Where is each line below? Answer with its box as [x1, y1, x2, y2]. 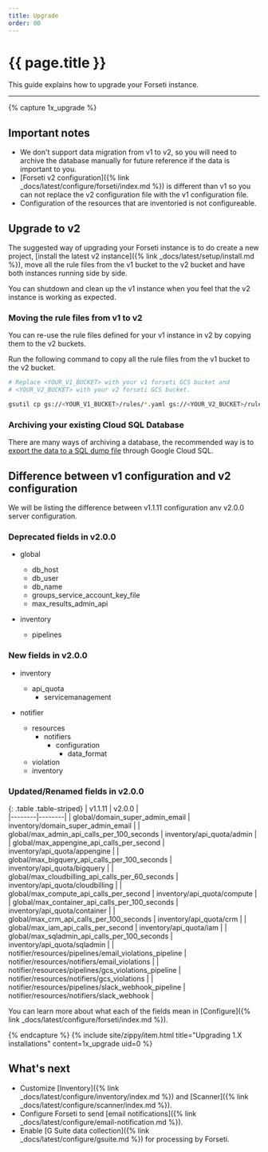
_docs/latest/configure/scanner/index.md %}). [19, 1100, 173, 1110]
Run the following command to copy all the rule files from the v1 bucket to [8, 354, 250, 364]
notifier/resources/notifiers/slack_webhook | [8, 990, 154, 1000]
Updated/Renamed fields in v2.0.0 [8, 786, 144, 797]
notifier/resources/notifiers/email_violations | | [8, 957, 160, 966]
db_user [31, 574, 59, 583]
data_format [67, 749, 108, 758]
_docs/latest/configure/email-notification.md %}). [19, 1117, 183, 1126]
